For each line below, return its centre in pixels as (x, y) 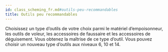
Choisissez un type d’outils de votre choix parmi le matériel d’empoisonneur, (84, 28)
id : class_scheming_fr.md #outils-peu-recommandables (62, 10)
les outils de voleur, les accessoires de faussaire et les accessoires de (78, 34)
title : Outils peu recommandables (41, 14)
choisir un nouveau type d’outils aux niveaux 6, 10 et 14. (63, 44)
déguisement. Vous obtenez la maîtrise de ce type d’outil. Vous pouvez (79, 39)
